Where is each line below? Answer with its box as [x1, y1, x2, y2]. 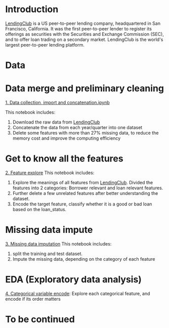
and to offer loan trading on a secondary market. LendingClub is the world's [5, 36, 163, 43]
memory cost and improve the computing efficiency [12, 135, 121, 141]
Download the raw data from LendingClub [12, 119, 100, 125]
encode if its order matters [5, 296, 61, 302]
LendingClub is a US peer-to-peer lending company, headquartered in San [5, 20, 161, 26]
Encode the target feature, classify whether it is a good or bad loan [12, 201, 152, 207]
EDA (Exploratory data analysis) [5, 274, 142, 285]
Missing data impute [5, 224, 93, 236]
